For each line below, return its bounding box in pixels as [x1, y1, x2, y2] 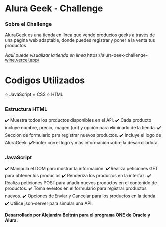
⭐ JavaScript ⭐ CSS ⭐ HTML [5, 91, 63, 97]
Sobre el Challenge [5, 21, 52, 28]
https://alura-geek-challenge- [87, 52, 148, 58]
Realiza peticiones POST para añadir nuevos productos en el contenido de [5, 180, 157, 186]
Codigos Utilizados [5, 75, 85, 86]
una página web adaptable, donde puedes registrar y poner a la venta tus [5, 37, 155, 43]
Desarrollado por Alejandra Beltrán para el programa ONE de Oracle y [5, 212, 150, 218]
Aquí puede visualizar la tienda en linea [5, 52, 86, 58]
